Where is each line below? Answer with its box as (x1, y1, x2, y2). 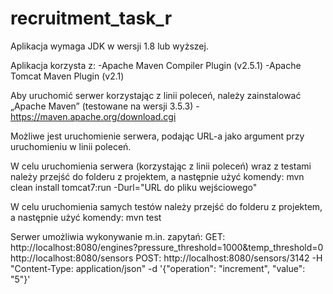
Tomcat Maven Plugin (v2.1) (10, 70, 125, 82)
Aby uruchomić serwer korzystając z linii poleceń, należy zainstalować (10, 89, 302, 101)
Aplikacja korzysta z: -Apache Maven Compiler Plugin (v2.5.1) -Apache (10, 59, 302, 71)
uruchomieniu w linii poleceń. (10, 140, 132, 152)
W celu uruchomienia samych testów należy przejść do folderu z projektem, (10, 200, 323, 212)
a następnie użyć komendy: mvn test (10, 211, 162, 223)
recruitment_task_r (10, 7, 173, 30)
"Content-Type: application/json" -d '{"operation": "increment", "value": (10, 262, 306, 274)
